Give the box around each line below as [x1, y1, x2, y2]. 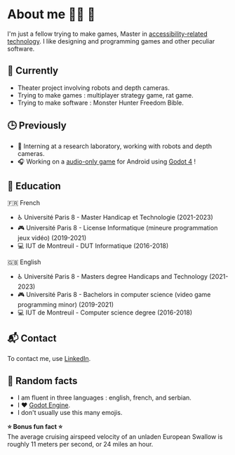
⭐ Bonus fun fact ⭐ [7, 423, 63, 430]
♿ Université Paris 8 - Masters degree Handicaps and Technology [17, 272, 208, 281]
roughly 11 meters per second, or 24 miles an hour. [7, 440, 154, 448]
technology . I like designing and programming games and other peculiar [7, 37, 215, 45]
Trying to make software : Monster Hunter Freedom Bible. [17, 98, 184, 107]
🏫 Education [7, 180, 61, 192]
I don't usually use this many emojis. [17, 409, 123, 416]
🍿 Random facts [7, 375, 78, 387]
